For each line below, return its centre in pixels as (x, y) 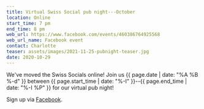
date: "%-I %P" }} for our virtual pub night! (60, 87)
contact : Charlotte (31, 46)
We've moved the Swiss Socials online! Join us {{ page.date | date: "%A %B (102, 74)
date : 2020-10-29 (28, 57)
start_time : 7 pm (28, 23)
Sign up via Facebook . (35, 99)
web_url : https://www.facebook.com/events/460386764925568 (83, 35)
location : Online (28, 18)
